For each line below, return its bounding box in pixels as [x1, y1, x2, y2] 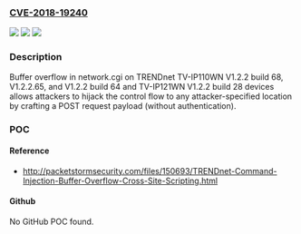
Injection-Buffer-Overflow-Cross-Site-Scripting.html [22, 175, 218, 186]
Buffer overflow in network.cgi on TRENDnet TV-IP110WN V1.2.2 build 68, [9, 71, 284, 83]
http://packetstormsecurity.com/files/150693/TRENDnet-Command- [22, 165, 277, 176]
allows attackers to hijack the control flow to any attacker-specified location [9, 91, 293, 102]
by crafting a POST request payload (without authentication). [9, 100, 237, 111]
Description [9, 51, 63, 63]
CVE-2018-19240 [9, 6, 89, 19]
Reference [9, 145, 50, 156]
